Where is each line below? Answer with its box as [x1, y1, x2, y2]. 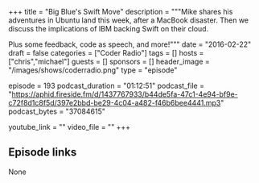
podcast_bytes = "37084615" [8, 106, 106, 116]
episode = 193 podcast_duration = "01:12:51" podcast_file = [8, 81, 205, 90]
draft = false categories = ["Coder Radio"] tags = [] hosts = [8, 48, 204, 57]
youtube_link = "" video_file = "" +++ [8, 123, 131, 131]
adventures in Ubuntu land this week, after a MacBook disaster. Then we [8, 15, 249, 25]
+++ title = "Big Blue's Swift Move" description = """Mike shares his [8, 7, 233, 16]
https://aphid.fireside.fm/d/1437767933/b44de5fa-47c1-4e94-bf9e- [11, 89, 239, 99]
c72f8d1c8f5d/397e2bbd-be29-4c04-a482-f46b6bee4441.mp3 [8, 98, 221, 107]
